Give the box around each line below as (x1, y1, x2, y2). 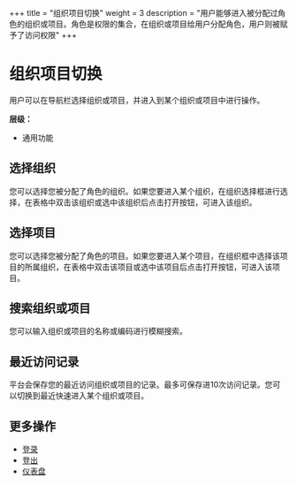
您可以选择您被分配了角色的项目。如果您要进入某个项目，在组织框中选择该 (9, 250, 280, 261)
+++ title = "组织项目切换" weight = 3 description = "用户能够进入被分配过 (9, 8, 278, 18)
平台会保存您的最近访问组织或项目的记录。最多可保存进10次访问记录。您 (9, 379, 273, 390)
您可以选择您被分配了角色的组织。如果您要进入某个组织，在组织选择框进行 (9, 186, 280, 196)
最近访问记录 (9, 354, 80, 369)
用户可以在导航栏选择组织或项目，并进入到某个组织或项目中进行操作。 (9, 95, 265, 105)
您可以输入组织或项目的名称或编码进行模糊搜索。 (9, 326, 187, 337)
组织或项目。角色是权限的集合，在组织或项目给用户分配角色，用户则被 (24, 19, 280, 29)
